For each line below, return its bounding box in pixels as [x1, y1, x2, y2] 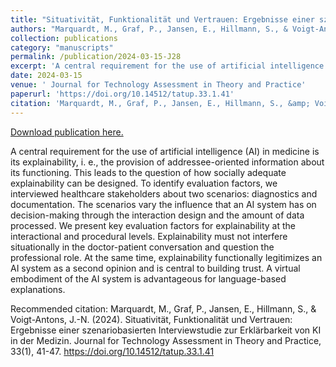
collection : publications [10, 33, 118, 43]
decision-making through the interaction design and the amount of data [10, 209, 305, 221]
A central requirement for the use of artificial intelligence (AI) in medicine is [10, 145, 320, 157]
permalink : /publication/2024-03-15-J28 [10, 52, 182, 62]
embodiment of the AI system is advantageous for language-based [10, 272, 287, 285]
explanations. [10, 283, 66, 295]
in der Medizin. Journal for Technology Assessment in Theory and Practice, [10, 334, 322, 346]
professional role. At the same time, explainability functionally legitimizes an [10, 251, 323, 263]
